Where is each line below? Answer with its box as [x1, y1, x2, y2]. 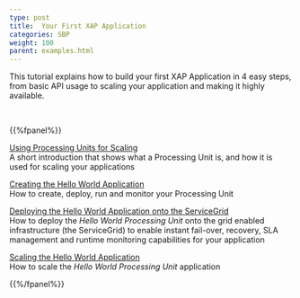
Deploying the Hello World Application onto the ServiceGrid [9, 206, 229, 216]
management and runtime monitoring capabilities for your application [9, 234, 265, 245]
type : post [9, 13, 50, 22]
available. [9, 91, 45, 101]
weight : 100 [9, 38, 54, 48]
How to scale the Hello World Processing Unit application [9, 261, 221, 272]
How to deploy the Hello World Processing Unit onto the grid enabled [9, 215, 265, 226]
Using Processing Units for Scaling [9, 143, 138, 153]
